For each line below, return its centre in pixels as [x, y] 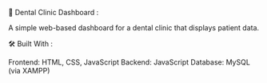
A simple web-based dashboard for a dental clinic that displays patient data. [134, 28]
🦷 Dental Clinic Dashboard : [54, 12]
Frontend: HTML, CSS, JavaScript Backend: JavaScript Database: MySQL [129, 62]
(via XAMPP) [29, 71]
